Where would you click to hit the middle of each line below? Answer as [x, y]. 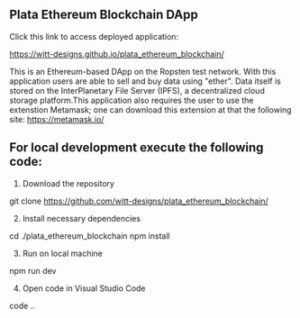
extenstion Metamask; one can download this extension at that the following [150, 109]
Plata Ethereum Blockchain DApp [104, 15]
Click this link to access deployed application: [94, 36]
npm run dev [33, 270]
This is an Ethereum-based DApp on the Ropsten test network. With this [143, 71]
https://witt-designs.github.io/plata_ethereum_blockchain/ [117, 54]
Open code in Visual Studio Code [84, 288]
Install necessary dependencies [82, 218]
